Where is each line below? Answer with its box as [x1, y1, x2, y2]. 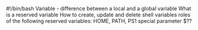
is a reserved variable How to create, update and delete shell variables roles [6, 11, 190, 18]
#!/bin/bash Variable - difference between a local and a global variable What [6, 5, 192, 12]
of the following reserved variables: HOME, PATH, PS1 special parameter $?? [6, 18, 192, 24]
